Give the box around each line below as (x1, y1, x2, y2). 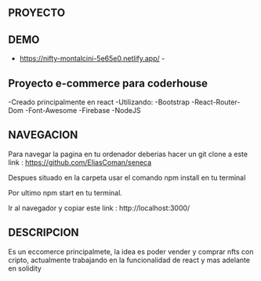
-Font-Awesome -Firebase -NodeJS (24, 106, 141, 115)
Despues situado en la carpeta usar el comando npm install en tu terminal (8, 173, 246, 182)
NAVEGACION (8, 129, 78, 142)
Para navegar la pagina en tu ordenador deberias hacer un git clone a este (8, 149, 248, 159)
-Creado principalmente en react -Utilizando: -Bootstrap (8, 97, 190, 107)
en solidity (8, 263, 42, 273)
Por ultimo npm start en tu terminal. (8, 188, 123, 197)
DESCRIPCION (8, 226, 80, 239)
